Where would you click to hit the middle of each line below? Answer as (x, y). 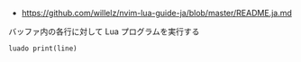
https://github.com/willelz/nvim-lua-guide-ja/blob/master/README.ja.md (156, 13)
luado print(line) (43, 49)
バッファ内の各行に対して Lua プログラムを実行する (104, 31)
